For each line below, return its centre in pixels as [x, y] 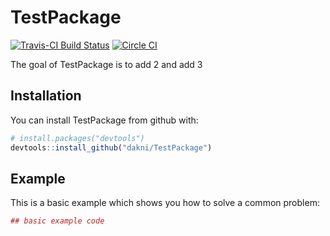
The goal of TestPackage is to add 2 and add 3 [106, 64]
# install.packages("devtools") [77, 138]
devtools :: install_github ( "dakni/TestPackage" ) [111, 147]
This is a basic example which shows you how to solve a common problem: [165, 203]
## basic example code [57, 221]
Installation [46, 96]
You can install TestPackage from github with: [104, 120]
